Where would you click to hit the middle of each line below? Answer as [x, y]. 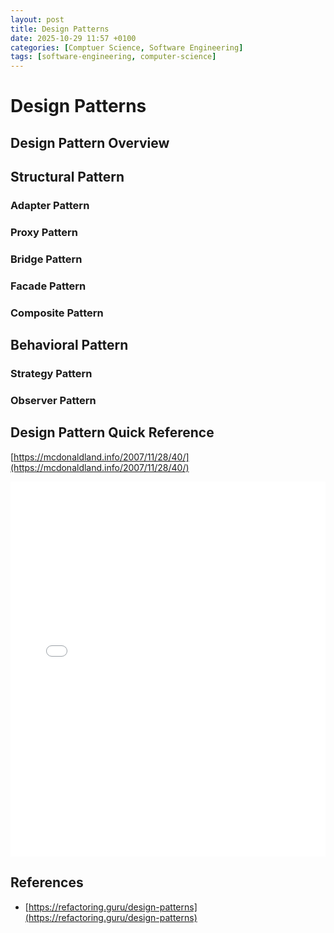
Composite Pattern [57, 313]
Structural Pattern [67, 177]
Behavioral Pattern [69, 345]
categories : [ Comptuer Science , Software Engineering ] [127, 47]
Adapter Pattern [50, 206]
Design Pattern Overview [90, 142]
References [47, 882]
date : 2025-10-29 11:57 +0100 [73, 38]
